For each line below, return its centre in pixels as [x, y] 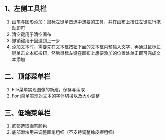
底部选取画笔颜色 [29, 126]
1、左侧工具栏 [26, 9]
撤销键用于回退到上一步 [36, 40]
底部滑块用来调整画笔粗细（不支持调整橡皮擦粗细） [64, 132]
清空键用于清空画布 [32, 34]
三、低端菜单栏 [28, 113]
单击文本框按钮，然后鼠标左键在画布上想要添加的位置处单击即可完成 [86, 53]
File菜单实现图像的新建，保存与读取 [48, 89]
